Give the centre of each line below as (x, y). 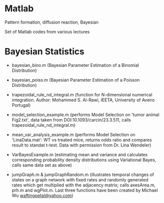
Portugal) (21, 105)
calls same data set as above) (42, 165)
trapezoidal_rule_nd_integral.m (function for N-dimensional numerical (82, 94)
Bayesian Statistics (44, 52)
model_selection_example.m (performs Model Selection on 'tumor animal (85, 115)
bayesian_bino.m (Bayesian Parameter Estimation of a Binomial (75, 65)
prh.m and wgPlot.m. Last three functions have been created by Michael (85, 190)
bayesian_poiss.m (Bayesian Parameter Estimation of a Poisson (76, 80)
